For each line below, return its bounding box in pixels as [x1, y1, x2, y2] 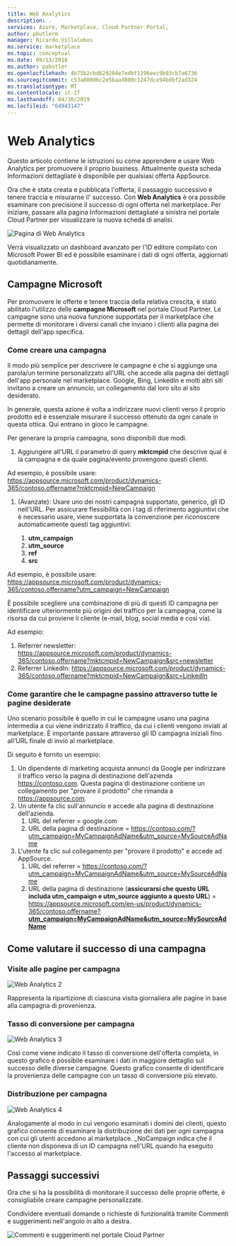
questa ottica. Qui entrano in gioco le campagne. [7, 419, 150, 429]
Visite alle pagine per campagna [7, 964, 121, 974]
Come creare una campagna [7, 345, 107, 355]
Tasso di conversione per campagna [7, 1019, 135, 1029]
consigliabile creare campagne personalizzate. [7, 1196, 143, 1204]
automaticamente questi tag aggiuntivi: [17, 520, 131, 528]
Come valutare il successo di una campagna [7, 943, 206, 955]
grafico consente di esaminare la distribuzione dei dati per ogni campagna [7, 1126, 224, 1135]
